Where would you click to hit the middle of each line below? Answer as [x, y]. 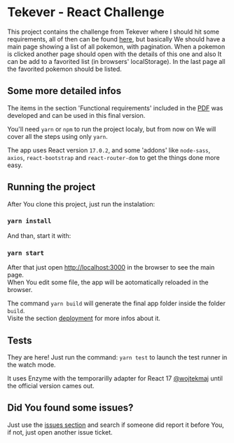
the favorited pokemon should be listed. [65, 69]
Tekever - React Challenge [86, 12]
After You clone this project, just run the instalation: [81, 204]
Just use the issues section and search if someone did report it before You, [116, 425]
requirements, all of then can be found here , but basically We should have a [116, 39]
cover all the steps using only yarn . [57, 136]
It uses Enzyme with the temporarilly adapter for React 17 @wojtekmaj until [115, 378]
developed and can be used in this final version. [76, 115]
